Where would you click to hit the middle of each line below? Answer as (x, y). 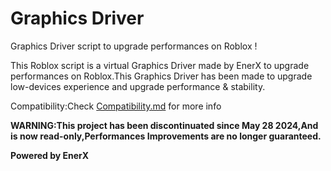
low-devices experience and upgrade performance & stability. (138, 86)
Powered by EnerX (50, 155)
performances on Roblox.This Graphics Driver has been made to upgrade (161, 76)
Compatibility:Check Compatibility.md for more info (116, 106)
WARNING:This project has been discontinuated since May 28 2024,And (164, 125)
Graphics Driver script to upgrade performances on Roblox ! (134, 46)
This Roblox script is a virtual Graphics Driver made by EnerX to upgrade (160, 65)
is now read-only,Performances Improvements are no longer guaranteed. (166, 136)
